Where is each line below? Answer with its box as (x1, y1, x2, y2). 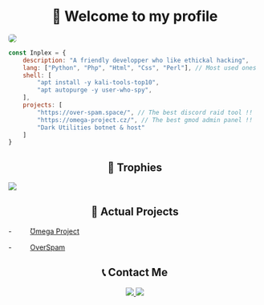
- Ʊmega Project (8, 226, 80, 236)
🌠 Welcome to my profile (51, 7, 218, 26)
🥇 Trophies (107, 161, 163, 174)
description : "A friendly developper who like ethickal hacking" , (22, 56, 250, 64)
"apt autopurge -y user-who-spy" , (37, 86, 152, 95)
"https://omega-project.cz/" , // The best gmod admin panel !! (37, 116, 253, 124)
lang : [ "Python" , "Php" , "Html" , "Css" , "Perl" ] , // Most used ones (22, 63, 257, 71)
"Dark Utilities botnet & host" (37, 124, 146, 132)
